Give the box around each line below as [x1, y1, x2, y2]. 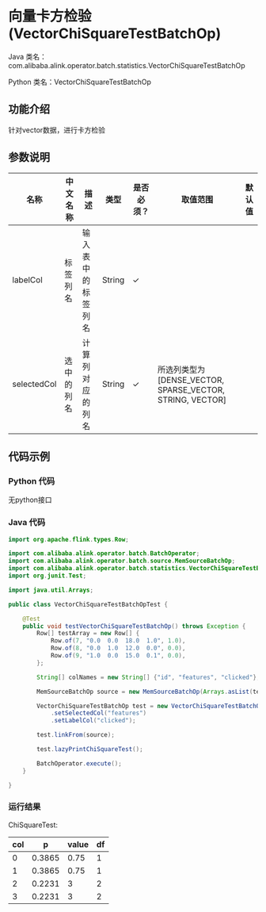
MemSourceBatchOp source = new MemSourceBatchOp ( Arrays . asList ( [36, 688, 253, 695]
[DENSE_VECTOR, [157, 374, 225, 385]
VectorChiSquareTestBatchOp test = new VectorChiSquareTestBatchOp [36, 702, 264, 710]
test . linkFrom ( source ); [36, 731, 115, 739]
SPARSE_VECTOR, [157, 384, 226, 395]
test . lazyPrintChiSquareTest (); [36, 745, 144, 753]
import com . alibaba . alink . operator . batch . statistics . [8, 565, 190, 573]
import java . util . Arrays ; [8, 586, 93, 594]
